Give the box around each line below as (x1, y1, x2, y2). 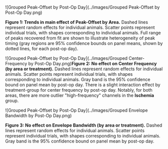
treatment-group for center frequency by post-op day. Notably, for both (5, 87, 152, 93)
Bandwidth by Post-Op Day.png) (5, 113, 72, 119)
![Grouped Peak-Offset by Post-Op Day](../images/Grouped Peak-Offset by (5, 4, 160, 10)
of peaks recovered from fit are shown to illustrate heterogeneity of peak (5, 35, 155, 41)
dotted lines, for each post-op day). (5, 46, 78, 51)
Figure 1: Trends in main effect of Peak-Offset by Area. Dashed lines (5, 19, 148, 25)
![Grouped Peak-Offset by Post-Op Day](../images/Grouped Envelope (5, 107, 148, 113)
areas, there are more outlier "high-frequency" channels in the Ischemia (5, 92, 154, 98)
